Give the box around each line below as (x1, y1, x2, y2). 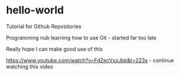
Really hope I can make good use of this (6, 45, 103, 53)
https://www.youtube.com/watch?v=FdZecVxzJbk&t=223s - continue (6, 57, 174, 64)
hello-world (6, 4, 64, 17)
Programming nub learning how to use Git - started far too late (6, 34, 157, 41)
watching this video (6, 63, 54, 70)
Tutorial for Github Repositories (6, 23, 81, 30)
